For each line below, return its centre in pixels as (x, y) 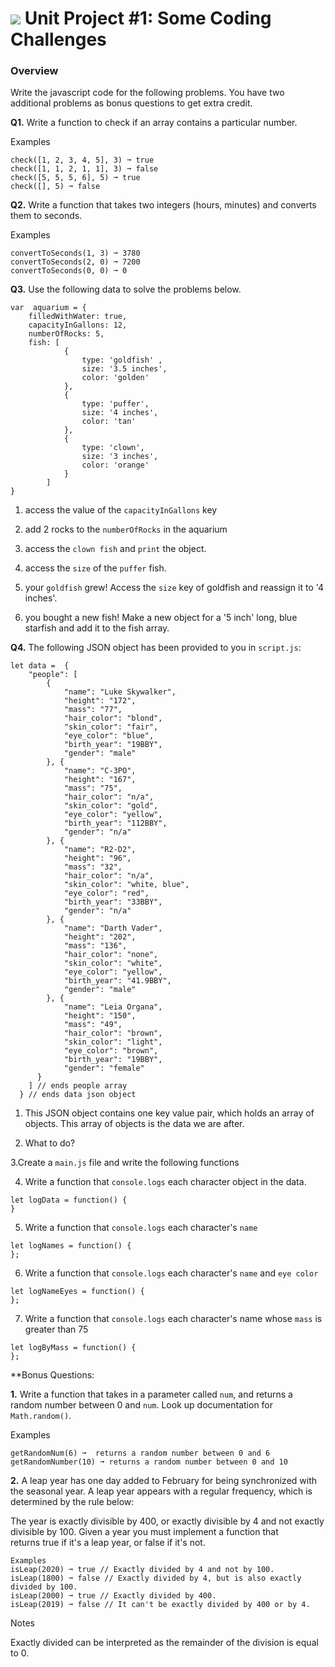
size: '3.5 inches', (124, 369)
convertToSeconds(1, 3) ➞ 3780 (75, 253)
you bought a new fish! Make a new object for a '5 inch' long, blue (161, 618)
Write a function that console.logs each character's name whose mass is (173, 1319)
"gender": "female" (104, 1068)
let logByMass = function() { (73, 1348)
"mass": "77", (93, 710)
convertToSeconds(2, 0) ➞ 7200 (75, 262)
